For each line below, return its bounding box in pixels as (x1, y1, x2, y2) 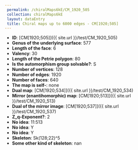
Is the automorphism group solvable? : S (11, 61, 97, 67)
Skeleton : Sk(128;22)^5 (11, 135, 60, 141)
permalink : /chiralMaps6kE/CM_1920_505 (6, 7, 90, 12)
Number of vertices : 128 (11, 67, 63, 73)
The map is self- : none (11, 82, 59, 88)
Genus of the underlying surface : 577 (11, 40, 91, 46)
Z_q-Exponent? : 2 (11, 114, 50, 120)
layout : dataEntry (6, 16, 45, 21)
